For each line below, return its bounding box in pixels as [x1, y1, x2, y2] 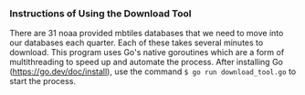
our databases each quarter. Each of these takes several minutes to [9, 37, 264, 48]
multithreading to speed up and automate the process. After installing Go [9, 57, 283, 68]
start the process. [9, 76, 76, 87]
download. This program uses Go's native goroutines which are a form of [9, 47, 285, 58]
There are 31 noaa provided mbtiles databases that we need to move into [9, 28, 284, 39]
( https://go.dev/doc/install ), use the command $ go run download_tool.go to [9, 66, 297, 77]
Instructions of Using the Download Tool [9, 7, 192, 20]
